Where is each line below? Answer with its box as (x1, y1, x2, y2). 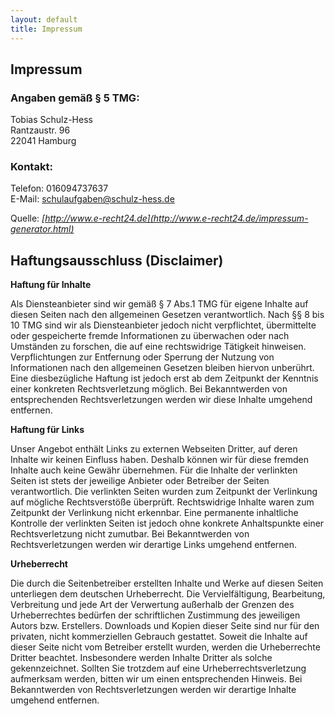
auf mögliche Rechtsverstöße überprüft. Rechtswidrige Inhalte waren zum (10, 496, 315, 508)
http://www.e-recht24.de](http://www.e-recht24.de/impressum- (44, 212, 309, 225)
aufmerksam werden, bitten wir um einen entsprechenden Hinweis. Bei (10, 673, 303, 685)
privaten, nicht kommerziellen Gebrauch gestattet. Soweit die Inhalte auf (10, 631, 308, 643)
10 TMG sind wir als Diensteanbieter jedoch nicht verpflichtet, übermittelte (10, 319, 317, 331)
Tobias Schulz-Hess (10, 114, 93, 126)
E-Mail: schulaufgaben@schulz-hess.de (10, 193, 175, 205)
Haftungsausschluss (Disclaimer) (10, 252, 224, 269)
